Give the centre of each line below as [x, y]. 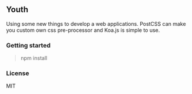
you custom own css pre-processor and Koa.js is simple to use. [83, 30]
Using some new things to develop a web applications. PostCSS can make [96, 23]
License [18, 73]
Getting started [29, 45]
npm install [34, 58]
